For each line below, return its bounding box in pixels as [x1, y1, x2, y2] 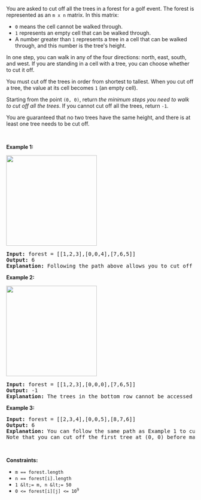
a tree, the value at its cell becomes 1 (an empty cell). [6, 84, 138, 92]
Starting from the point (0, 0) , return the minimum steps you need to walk [6, 96, 190, 103]
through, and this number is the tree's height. [14, 42, 127, 49]
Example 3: [6, 404, 35, 411]
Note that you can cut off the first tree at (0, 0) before [6, 434, 187, 440]
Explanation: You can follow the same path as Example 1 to [6, 428, 187, 434]
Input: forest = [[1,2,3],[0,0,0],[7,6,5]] [6, 381, 136, 388]
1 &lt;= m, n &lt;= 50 [14, 482, 72, 488]
